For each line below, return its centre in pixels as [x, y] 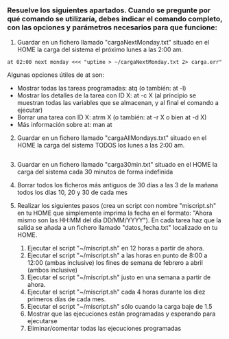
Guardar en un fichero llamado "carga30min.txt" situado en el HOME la [117, 165]
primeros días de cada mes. [67, 299]
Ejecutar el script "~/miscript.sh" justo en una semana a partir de [119, 277]
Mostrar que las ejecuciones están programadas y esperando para [121, 314]
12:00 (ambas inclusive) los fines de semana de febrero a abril [115, 263]
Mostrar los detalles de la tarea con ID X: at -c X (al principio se [107, 95]
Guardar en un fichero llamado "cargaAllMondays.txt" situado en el [112, 138]
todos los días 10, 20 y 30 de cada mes [72, 192]
